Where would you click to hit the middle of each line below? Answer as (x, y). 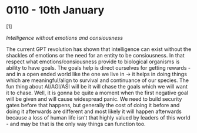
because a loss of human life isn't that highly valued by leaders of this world (98, 117)
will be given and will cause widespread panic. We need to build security (94, 99)
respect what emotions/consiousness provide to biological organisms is (93, 62)
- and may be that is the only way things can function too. (76, 124)
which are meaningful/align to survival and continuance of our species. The (98, 80)
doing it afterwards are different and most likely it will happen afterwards (94, 111)
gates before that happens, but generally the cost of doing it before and (93, 105)
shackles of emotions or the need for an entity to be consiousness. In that (95, 55)
